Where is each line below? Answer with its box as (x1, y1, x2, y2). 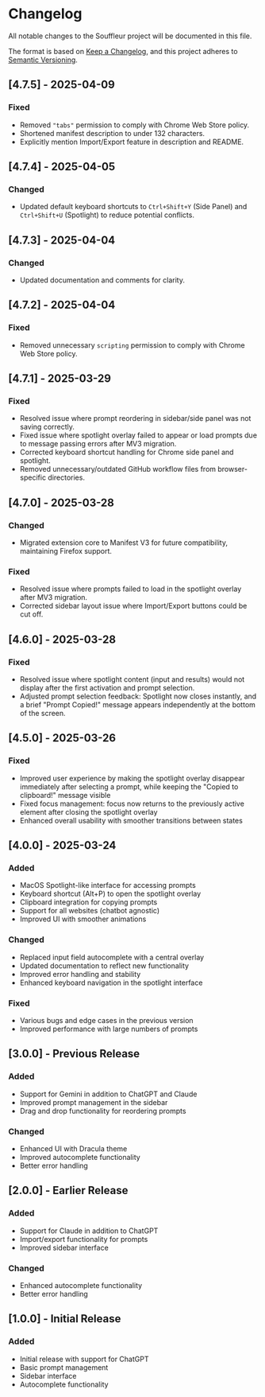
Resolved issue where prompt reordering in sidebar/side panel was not (19, 414, 252, 423)
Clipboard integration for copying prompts (19, 897, 158, 907)
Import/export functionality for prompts (19, 1234, 148, 1243)
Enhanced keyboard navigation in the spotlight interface (19, 978, 203, 987)
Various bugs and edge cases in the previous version (19, 1016, 194, 1025)
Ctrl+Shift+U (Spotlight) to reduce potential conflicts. (19, 210, 194, 220)
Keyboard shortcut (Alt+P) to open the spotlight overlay (19, 889, 202, 899)
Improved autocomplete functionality (19, 1153, 140, 1162)
